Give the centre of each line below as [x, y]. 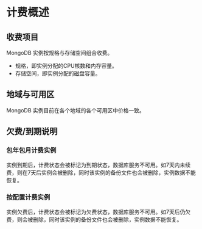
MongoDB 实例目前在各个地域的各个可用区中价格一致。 [75, 110]
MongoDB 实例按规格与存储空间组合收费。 [60, 53]
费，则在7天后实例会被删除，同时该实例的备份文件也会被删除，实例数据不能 [101, 172]
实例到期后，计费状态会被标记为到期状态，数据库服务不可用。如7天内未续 [98, 165]
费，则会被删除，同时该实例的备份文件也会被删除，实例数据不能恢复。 [94, 219]
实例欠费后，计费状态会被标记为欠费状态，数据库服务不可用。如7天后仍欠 [98, 212]
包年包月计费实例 [31, 150]
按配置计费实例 [28, 197]
